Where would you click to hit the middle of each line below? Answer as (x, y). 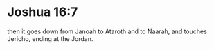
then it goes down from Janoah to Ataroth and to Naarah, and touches (107, 31)
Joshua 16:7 (43, 12)
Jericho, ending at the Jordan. (50, 38)
